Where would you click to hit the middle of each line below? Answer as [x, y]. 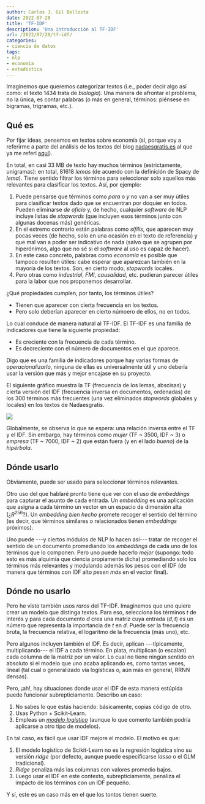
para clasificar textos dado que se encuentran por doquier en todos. [101, 203]
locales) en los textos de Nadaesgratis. [55, 405]
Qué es [20, 126]
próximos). [20, 527]
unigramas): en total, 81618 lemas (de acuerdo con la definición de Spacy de [103, 172]
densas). [17, 676]
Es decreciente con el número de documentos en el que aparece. [98, 349]
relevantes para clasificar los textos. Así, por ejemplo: [74, 185]
